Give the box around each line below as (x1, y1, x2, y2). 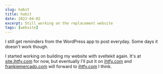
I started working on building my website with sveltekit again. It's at (5, 53, 141, 59)
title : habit (5, 12, 32, 17)
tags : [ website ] (5, 25, 38, 30)
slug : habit (5, 7, 29, 12)
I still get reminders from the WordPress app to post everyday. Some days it (5, 38, 158, 44)
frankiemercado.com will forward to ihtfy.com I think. (5, 64, 112, 70)
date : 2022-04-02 (5, 16, 41, 21)
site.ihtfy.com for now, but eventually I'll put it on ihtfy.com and (5, 58, 132, 64)
